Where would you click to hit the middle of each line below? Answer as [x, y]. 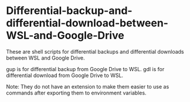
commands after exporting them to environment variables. [76, 93]
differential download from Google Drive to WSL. [65, 75]
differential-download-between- [87, 23]
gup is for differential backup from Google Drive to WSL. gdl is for [85, 69]
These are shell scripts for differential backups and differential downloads [95, 51]
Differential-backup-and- [69, 11]
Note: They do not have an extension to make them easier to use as [88, 86]
